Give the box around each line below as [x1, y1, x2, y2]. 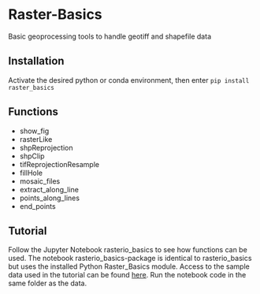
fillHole [19, 168, 43, 177]
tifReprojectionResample [19, 159, 100, 169]
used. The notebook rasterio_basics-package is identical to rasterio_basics [8, 254, 252, 263]
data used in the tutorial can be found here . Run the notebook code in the [8, 270, 247, 280]
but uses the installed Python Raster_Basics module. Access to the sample [8, 262, 250, 271]
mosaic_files [19, 176, 61, 186]
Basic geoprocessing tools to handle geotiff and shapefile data [8, 32, 211, 41]
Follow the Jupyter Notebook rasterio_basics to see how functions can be [8, 245, 248, 255]
